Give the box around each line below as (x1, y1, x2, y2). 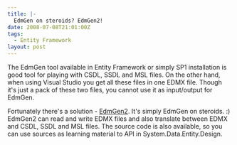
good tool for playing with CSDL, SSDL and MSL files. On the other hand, (7, 70, 221, 79)
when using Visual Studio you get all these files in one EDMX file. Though (7, 78, 222, 86)
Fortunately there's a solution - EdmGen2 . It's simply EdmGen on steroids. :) (7, 107, 231, 115)
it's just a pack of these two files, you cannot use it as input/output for (7, 86, 213, 94)
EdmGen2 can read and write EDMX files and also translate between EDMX (7, 114, 228, 123)
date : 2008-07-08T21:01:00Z (7, 23, 91, 31)
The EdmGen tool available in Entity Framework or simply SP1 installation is (7, 63, 227, 71)
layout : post (7, 43, 46, 50)
